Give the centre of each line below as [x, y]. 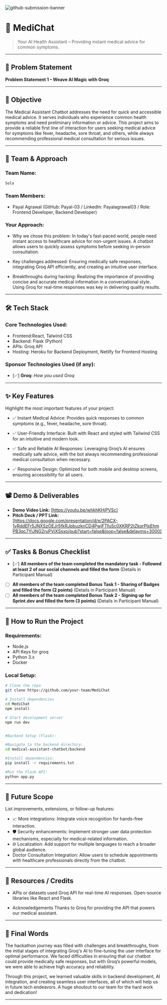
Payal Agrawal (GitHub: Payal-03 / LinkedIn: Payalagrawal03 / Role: [81, 207]
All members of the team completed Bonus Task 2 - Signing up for [82, 595]
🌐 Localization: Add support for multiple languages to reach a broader [84, 844]
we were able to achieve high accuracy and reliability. [60, 967]
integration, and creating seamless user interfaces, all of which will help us [82, 982]
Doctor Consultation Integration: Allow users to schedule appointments [85, 855]
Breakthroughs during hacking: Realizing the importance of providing [83, 276]
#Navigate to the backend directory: [44, 745]
